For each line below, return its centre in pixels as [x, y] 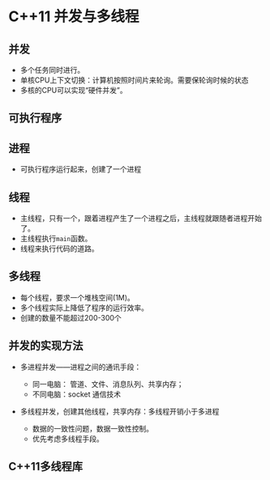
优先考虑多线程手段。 [68, 439]
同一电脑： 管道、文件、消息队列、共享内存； [108, 384]
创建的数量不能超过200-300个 [71, 317]
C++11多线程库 [46, 467]
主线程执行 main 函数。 [56, 239]
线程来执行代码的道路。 [59, 248]
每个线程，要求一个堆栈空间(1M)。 [77, 297]
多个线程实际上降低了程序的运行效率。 [84, 308]
